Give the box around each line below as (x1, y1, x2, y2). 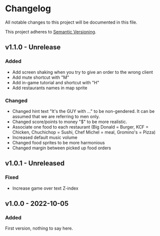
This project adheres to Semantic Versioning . (5, 29, 96, 34)
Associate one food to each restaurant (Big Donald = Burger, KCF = (12, 124, 149, 130)
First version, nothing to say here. (5, 225, 73, 232)
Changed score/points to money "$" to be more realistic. (12, 119, 128, 125)
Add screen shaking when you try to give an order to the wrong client (12, 69, 154, 75)
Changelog (5, 3, 51, 14)
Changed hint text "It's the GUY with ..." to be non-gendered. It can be (12, 108, 155, 114)
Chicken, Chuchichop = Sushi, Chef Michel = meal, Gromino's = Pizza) (12, 129, 156, 135)
